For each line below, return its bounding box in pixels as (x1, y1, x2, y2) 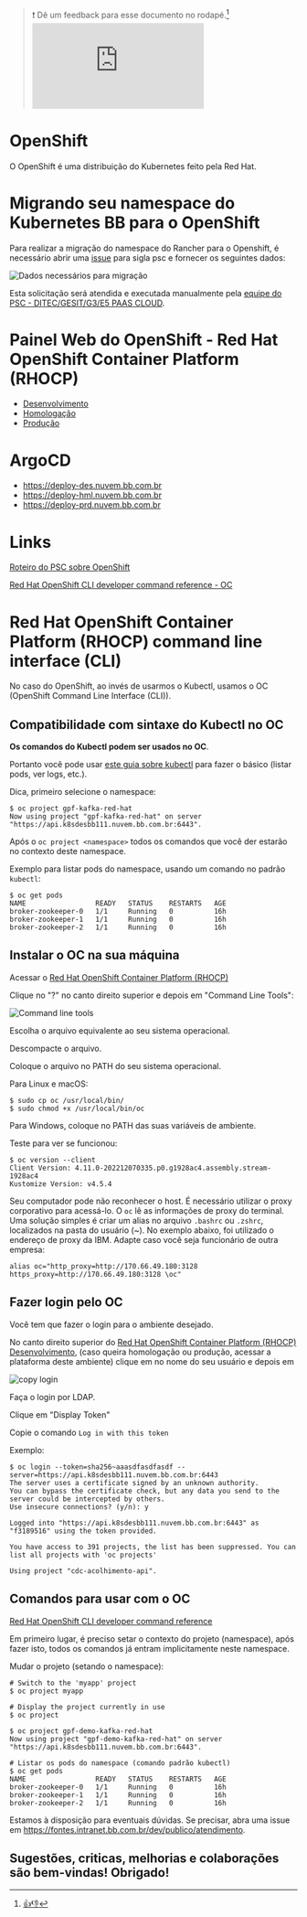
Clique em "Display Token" (9, 1408, 111, 1420)
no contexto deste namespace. (9, 846, 126, 857)
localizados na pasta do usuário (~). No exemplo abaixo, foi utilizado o (9, 1225, 274, 1236)
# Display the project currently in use (9, 1702, 166, 1711)
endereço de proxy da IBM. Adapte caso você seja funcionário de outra (9, 1234, 279, 1245)
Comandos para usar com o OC (9, 1591, 191, 1607)
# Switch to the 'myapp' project (9, 1678, 137, 1687)
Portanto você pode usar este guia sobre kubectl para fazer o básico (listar (9, 759, 292, 770)
